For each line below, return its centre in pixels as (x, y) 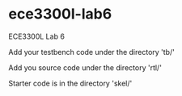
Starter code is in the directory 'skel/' (70, 83)
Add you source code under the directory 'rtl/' (85, 67)
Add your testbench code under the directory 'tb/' (92, 52)
